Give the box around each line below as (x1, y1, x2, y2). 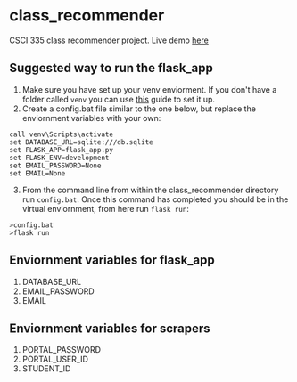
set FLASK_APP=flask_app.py (9, 145, 114, 154)
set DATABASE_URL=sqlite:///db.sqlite (9, 137, 153, 147)
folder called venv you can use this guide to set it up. (21, 93, 216, 104)
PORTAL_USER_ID (21, 354, 89, 365)
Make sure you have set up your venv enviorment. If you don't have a (21, 84, 277, 94)
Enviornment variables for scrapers (9, 321, 211, 336)
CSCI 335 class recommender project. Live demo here (9, 35, 210, 45)
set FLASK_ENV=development (9, 153, 110, 162)
